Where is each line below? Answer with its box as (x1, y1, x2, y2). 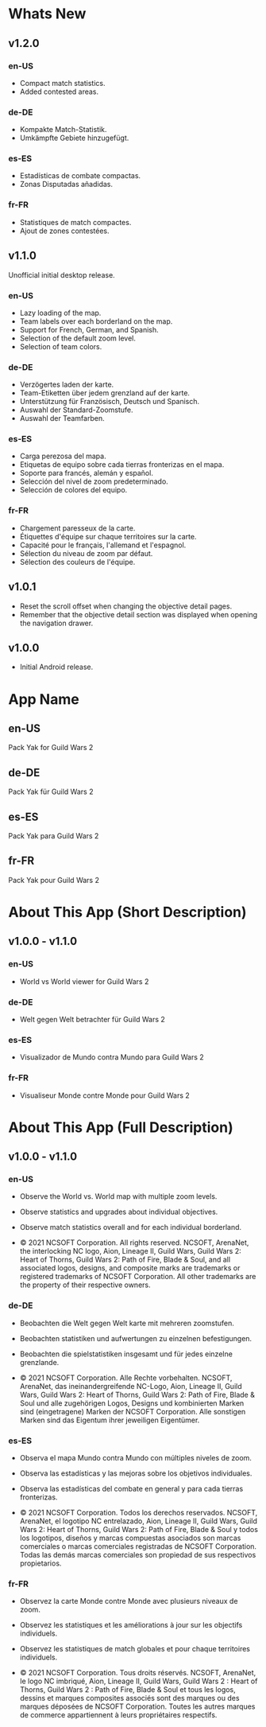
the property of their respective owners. (19, 1280, 151, 1289)
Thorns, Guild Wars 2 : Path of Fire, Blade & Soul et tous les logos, (19, 1685, 236, 1694)
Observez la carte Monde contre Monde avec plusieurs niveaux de (19, 1597, 238, 1606)
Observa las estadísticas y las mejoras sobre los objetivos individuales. (19, 1468, 253, 1478)
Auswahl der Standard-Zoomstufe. (19, 405, 133, 414)
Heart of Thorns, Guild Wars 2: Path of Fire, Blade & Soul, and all (19, 1254, 231, 1265)
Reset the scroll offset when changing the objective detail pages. (19, 601, 233, 611)
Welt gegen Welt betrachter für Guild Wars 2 (19, 1015, 165, 1024)
